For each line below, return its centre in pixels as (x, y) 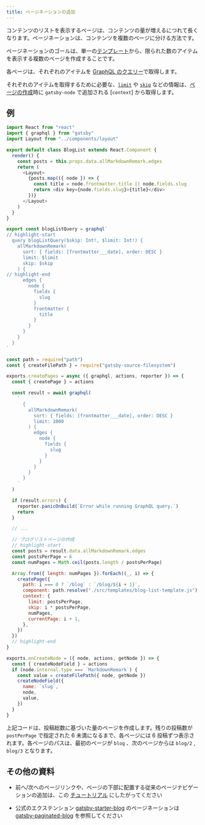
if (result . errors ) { (39, 501)
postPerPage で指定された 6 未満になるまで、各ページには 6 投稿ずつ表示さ (100, 735)
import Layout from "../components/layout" (63, 139)
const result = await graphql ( (52, 393)
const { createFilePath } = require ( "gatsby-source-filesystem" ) (91, 365)
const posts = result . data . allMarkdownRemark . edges (79, 551)
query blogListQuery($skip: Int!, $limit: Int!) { (77, 241)
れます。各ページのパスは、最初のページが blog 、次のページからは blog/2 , (101, 743)
